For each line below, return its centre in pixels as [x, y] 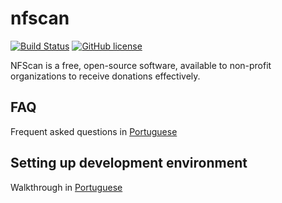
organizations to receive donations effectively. [105, 76]
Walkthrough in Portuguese [66, 187]
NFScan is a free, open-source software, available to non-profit [141, 65]
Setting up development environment [129, 163]
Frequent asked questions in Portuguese [94, 131]
